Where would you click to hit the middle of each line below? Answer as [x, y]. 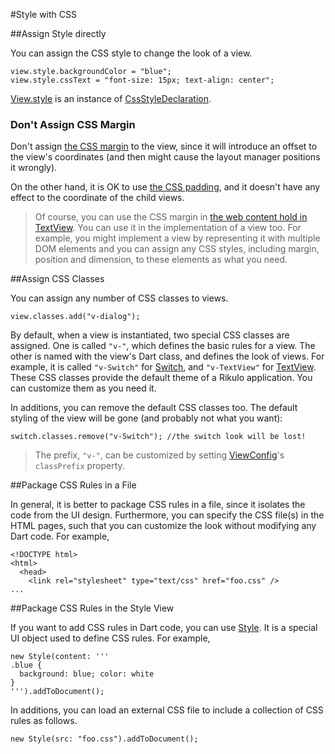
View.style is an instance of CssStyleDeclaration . [111, 98]
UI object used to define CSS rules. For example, [110, 638]
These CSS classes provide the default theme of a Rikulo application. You [161, 378]
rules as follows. [44, 721]
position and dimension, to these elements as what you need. [161, 260]
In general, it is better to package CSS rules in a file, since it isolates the [158, 505]
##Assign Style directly [58, 33]
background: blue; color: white [87, 674]
